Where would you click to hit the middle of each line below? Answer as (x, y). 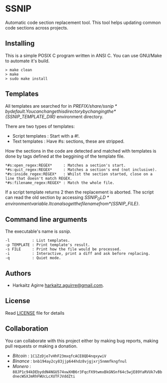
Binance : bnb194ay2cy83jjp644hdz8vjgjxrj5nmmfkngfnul (70, 361)
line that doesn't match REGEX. (39, 178)
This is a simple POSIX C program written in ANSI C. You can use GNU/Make (83, 55)
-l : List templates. (38, 241)
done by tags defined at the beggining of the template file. (65, 156)
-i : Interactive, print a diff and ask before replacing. (78, 254)
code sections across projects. (37, 27)
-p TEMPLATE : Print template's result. (48, 245)
